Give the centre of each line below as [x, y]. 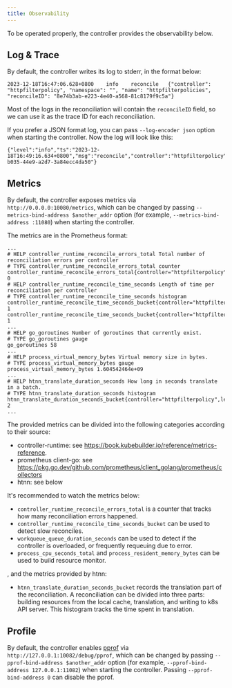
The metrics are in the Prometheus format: [67, 235]
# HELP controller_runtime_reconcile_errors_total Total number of [106, 254]
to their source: [29, 432]
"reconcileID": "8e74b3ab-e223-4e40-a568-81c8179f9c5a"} [91, 97]
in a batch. [24, 388]
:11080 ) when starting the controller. [83, 222]
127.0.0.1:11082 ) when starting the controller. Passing [109, 670]
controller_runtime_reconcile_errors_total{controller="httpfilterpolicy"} [118, 273]
